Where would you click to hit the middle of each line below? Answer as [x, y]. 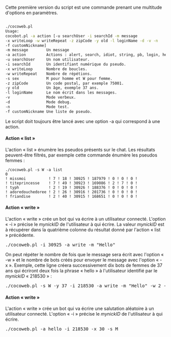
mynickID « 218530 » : [28, 276]
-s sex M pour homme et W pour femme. [59, 78]
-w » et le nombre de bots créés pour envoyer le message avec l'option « [82, 260]
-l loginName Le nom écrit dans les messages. [61, 93]
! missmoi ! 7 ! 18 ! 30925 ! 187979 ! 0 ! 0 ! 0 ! [72, 178]
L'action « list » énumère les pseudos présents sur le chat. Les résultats [80, 149]
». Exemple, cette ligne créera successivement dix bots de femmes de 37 [86, 265]
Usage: [12, 31]
